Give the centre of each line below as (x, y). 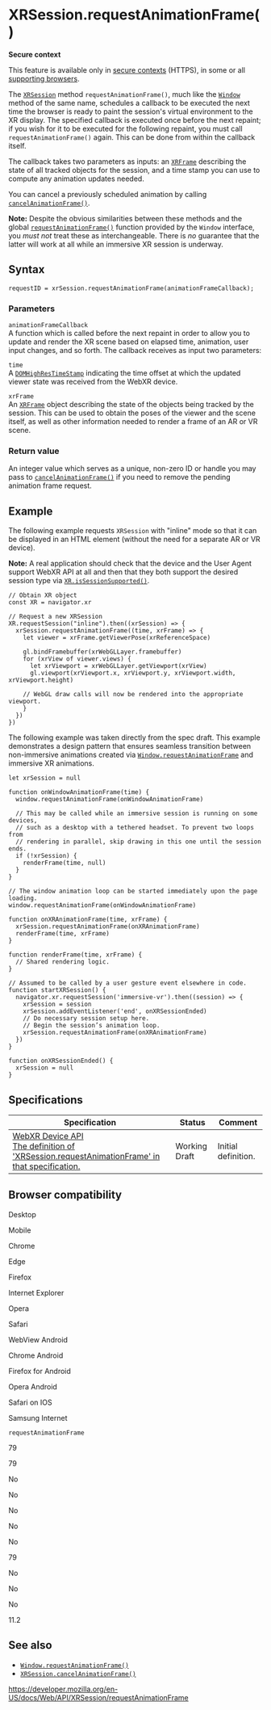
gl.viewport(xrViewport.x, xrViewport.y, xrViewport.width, (133, 673)
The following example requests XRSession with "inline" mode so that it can (133, 531)
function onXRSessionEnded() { (61, 1061)
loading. (23, 898)
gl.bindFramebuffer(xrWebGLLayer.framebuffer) (102, 652)
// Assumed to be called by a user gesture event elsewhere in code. (128, 983)
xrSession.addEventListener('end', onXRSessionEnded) (115, 1011)
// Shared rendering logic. (63, 962)
